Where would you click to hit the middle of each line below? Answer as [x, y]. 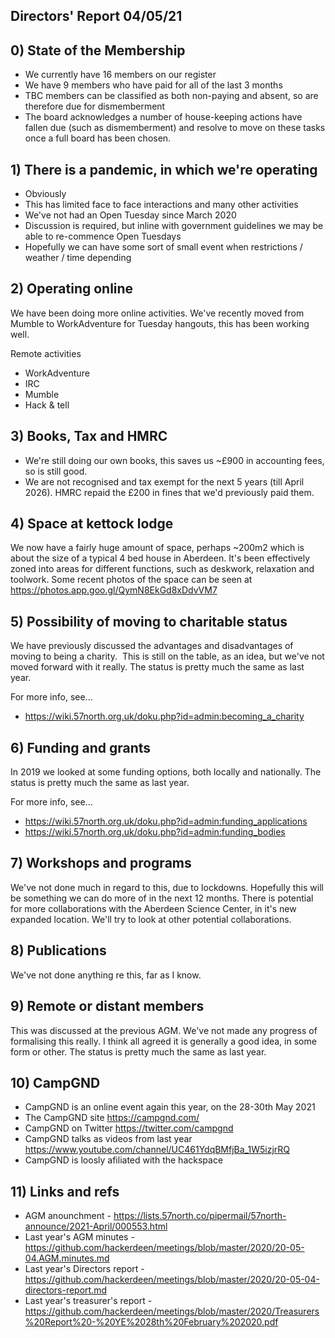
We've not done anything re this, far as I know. [106, 975]
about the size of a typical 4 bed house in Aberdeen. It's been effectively [160, 558]
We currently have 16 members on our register [120, 75]
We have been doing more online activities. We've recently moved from [157, 313]
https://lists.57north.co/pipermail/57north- [200, 1216]
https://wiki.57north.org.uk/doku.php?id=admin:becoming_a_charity [164, 716]
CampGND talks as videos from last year [108, 1139]
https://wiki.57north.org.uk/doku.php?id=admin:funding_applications [166, 821]
